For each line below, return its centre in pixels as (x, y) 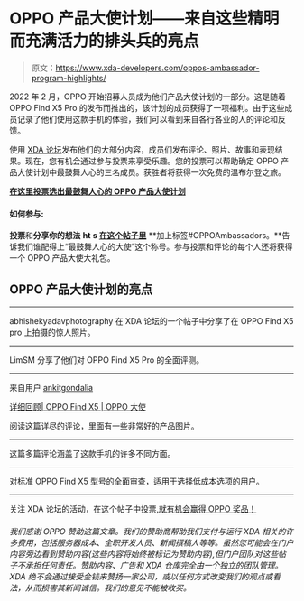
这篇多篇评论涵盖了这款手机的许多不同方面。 (92, 453)
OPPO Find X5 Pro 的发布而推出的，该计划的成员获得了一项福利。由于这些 (147, 107)
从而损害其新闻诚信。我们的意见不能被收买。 (108, 587)
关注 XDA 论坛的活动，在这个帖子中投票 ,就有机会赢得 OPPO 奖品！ (133, 509)
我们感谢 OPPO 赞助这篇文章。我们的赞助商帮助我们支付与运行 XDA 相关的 (147, 531)
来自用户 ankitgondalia (51, 387)
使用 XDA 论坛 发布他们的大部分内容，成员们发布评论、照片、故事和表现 (142, 149)
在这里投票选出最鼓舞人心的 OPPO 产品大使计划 (98, 191)
